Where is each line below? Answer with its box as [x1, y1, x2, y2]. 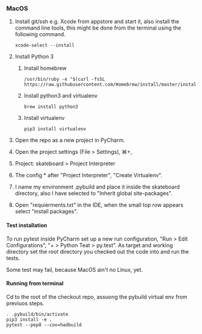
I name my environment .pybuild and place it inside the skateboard [14, 183, 180, 191]
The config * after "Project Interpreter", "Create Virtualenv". [14, 172, 163, 179]
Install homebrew [23, 65, 67, 72]
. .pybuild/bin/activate [6, 311, 69, 317]
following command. [14, 31, 66, 38]
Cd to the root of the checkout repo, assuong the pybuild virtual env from [6, 293, 188, 300]
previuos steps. [6, 300, 44, 307]
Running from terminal [6, 280, 64, 287]
